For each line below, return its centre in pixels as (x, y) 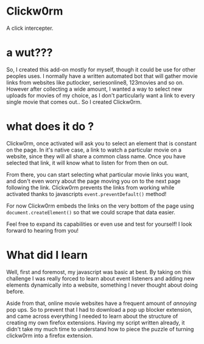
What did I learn (47, 255)
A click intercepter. (30, 28)
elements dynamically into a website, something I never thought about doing (102, 285)
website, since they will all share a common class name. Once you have (96, 156)
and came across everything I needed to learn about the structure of (92, 316)
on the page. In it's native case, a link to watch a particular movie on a (94, 150)
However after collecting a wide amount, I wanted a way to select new (94, 89)
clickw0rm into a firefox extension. (50, 335)
